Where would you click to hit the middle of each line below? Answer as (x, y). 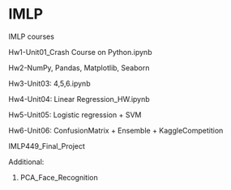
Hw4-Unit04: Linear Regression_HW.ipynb (79, 99)
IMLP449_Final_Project (47, 146)
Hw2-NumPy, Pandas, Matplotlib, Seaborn (79, 68)
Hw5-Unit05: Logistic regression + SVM (75, 115)
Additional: (26, 162)
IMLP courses (32, 36)
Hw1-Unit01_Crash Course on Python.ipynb (80, 52)
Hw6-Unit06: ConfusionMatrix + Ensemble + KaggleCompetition (116, 130)
